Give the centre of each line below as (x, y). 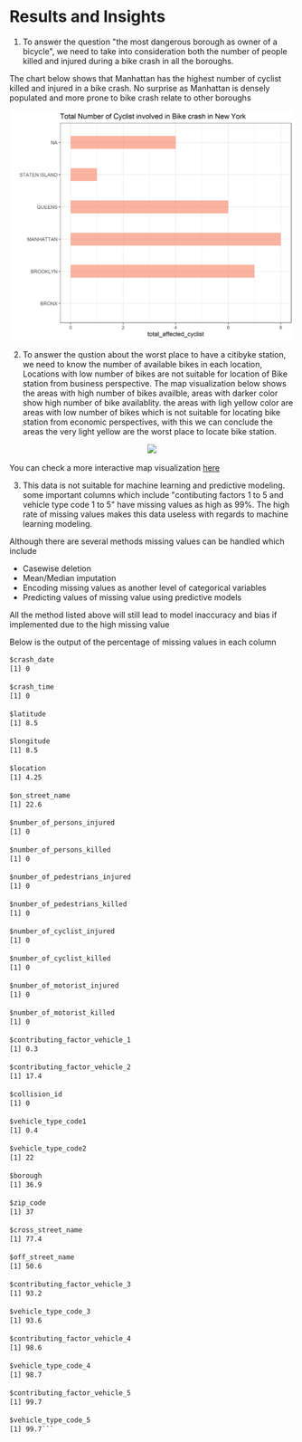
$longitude (30, 741)
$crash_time (32, 687)
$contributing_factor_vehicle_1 (70, 1040)
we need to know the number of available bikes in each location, (142, 364)
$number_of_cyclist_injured (62, 931)
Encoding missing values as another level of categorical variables (144, 587)
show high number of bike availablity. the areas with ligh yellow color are (158, 402)
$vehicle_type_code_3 (50, 1311)
